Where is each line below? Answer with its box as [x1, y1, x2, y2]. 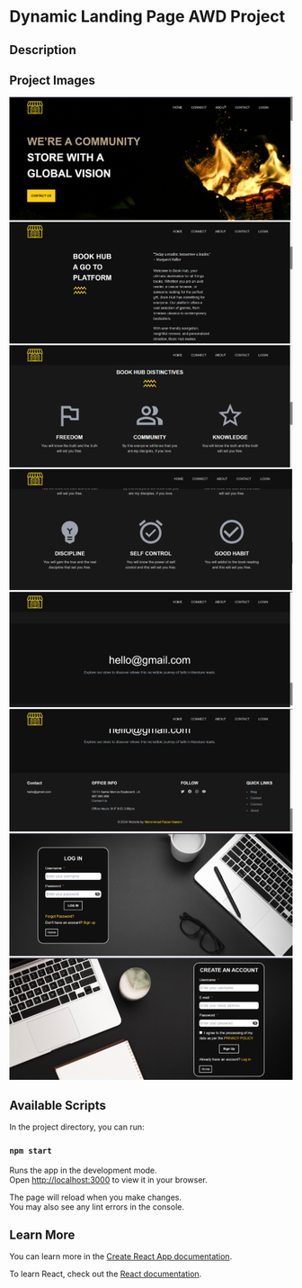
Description [9, 42, 76, 58]
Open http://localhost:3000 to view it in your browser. [9, 1174, 209, 1185]
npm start [9, 1146, 52, 1156]
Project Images [9, 72, 96, 87]
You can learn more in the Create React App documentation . [9, 1251, 233, 1262]
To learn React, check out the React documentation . [9, 1268, 202, 1280]
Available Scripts [9, 1097, 106, 1113]
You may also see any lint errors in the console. [9, 1201, 184, 1212]
